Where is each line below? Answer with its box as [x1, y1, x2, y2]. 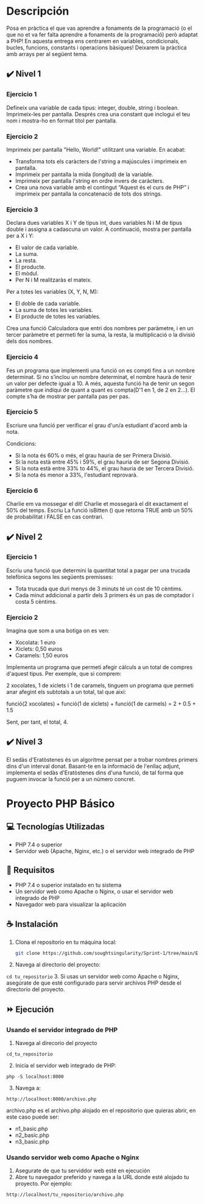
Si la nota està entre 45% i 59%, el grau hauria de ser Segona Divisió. [15, 458, 190, 466]
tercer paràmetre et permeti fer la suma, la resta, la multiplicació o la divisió [6, 331, 195, 339]
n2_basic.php [15, 1131, 50, 1139]
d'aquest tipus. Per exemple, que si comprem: [6, 670, 122, 678]
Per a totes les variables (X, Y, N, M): [6, 288, 99, 296]
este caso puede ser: [6, 1113, 60, 1121]
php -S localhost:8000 [6, 1074, 64, 1080]
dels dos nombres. [6, 338, 53, 345]
